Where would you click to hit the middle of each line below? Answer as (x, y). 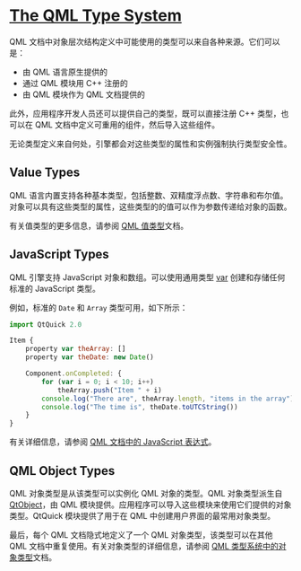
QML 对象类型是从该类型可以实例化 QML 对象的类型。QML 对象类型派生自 (146, 493)
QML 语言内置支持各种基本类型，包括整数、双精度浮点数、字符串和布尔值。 (149, 195)
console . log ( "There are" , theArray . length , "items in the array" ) (168, 399)
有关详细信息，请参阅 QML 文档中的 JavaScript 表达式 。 (113, 442)
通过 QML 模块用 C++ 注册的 (75, 83)
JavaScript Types (59, 255)
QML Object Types (62, 471)
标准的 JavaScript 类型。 (55, 288)
